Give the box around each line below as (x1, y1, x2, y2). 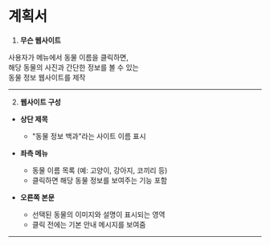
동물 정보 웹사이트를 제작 (8, 72, 86, 82)
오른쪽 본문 (19, 192, 55, 202)
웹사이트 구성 (19, 97, 62, 107)
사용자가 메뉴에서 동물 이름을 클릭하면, (8, 52, 129, 62)
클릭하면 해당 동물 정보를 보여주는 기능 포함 (31, 175, 167, 185)
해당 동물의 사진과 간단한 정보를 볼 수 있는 (8, 62, 139, 72)
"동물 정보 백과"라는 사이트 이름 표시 (31, 131, 146, 141)
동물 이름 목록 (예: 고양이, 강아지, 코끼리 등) (31, 165, 168, 175)
